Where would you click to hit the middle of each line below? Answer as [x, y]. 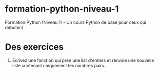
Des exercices [34, 47]
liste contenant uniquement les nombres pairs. [59, 65]
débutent [14, 27]
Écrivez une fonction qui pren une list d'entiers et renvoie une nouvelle [83, 60]
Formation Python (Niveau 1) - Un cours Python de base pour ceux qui [76, 22]
